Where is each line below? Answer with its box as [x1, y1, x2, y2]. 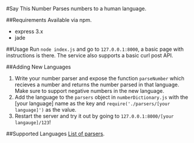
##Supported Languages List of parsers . [6, 130, 105, 137]
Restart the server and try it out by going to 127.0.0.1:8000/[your [14, 112, 174, 119]
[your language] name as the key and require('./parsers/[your [14, 100, 170, 107]
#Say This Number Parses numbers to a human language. [6, 5, 146, 12]
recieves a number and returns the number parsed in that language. [14, 81, 180, 88]
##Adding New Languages [6, 63, 71, 70]
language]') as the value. [14, 106, 77, 113]
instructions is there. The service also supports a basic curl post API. [6, 52, 173, 58]
